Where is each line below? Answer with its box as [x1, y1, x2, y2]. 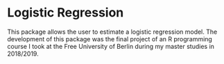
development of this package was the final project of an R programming [7, 34, 213, 43]
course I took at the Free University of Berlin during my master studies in [7, 42, 215, 50]
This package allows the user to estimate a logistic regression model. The [7, 28, 218, 36]
